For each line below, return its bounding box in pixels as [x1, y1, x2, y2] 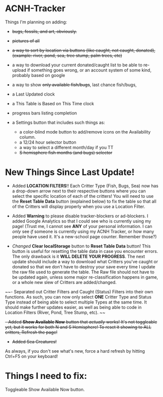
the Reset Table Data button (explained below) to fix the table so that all [12, 198, 157, 204]
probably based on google [12, 72, 65, 78]
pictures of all [12, 38, 40, 44]
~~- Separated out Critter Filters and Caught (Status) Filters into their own [5, 288, 153, 295]
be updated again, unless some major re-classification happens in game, [12, 274, 158, 280]
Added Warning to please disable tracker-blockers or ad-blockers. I [12, 213, 148, 219]
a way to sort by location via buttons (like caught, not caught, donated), [12, 47, 156, 53]
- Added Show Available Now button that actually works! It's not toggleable [5, 319, 157, 324]
